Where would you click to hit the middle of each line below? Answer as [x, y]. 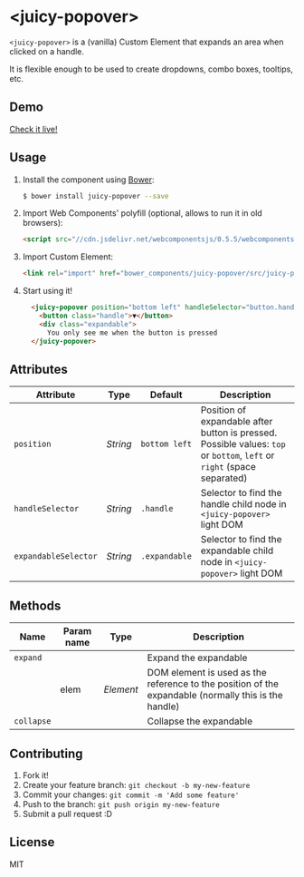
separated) [224, 478]
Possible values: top [243, 444]
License [32, 842]
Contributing [46, 753]
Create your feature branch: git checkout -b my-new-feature [136, 785]
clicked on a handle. [47, 51]
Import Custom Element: [68, 257]
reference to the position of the [213, 684]
